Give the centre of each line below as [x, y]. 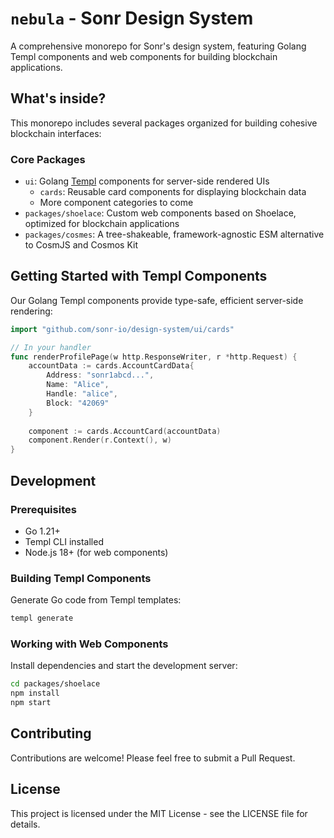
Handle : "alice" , [82, 394]
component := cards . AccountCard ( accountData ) [125, 431]
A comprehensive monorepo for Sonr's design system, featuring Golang [158, 46]
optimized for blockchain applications [102, 224]
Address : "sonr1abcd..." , [100, 375]
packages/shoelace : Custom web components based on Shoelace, [160, 213]
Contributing [51, 733]
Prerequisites [43, 509]
